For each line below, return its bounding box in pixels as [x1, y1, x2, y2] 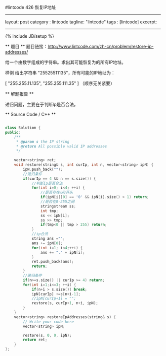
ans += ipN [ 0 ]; [31, 240, 63, 246]
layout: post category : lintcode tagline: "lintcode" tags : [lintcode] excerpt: [5, 19, 157, 25]
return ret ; [23, 337, 48, 343]
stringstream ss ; [40, 204, 77, 209]
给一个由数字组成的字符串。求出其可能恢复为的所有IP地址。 [5, 59, 126, 65]
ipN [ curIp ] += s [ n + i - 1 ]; [31, 291, 81, 296]
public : [5, 130, 21, 135]
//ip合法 [31, 231, 48, 237]
